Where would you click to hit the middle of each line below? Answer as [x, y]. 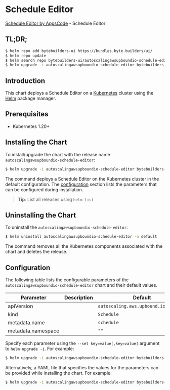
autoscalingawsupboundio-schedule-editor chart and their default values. [81, 285]
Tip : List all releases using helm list [56, 199]
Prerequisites [27, 114]
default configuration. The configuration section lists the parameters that [81, 184]
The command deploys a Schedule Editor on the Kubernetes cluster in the [82, 179]
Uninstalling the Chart [41, 215]
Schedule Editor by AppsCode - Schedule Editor [55, 23]
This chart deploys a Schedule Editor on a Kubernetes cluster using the [79, 93]
